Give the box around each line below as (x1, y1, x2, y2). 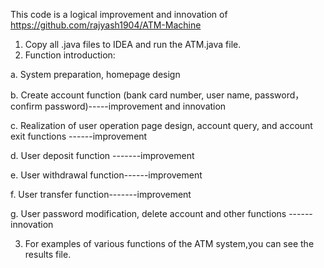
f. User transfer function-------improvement (10, 189, 192, 200)
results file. (24, 249, 72, 260)
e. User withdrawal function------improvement (10, 169, 203, 181)
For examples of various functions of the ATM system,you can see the (24, 238, 315, 249)
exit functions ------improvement (10, 130, 148, 142)
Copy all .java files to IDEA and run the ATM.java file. (24, 39, 242, 50)
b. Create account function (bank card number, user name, (10, 89, 253, 101)
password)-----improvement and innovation (44, 100, 227, 112)
